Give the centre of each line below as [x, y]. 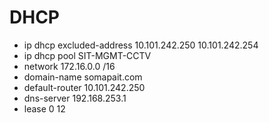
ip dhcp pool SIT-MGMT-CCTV [87, 55]
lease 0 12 [44, 108]
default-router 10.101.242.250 [84, 87]
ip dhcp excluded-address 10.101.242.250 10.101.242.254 [141, 45]
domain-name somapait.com [83, 77]
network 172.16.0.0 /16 [69, 66]
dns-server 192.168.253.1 [75, 98]
